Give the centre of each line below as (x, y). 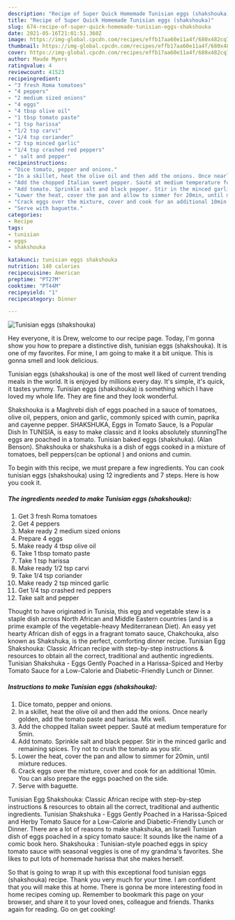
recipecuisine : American (44, 273)
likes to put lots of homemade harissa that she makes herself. (96, 859)
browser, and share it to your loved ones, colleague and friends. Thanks (111, 902)
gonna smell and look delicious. (53, 361)
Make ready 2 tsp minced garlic (63, 583)
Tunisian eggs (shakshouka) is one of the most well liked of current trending (117, 374)
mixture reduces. (42, 764)
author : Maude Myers (38, 59)
